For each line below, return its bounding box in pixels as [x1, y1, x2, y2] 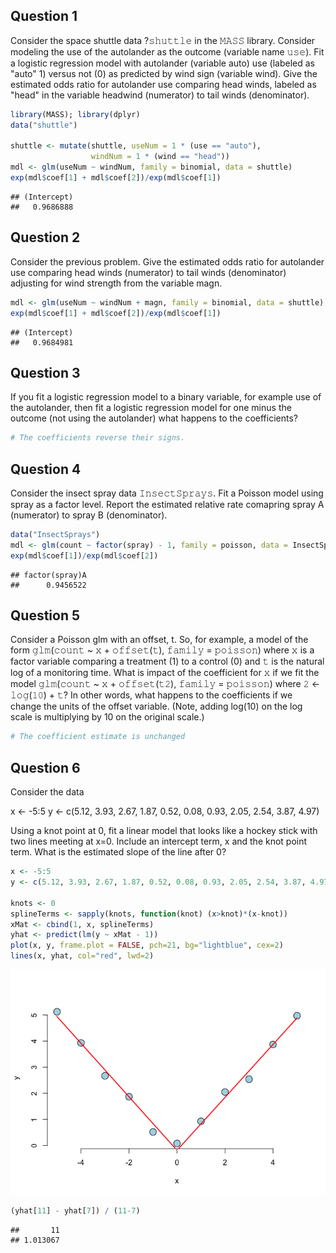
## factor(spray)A [10, 570, 87, 580]
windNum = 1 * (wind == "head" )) [90, 152, 230, 162]
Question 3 [10, 364, 81, 381]
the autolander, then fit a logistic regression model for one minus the [10, 402, 292, 414]
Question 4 [10, 460, 82, 478]
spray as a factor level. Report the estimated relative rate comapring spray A [10, 499, 325, 510]
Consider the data [10, 786, 85, 798]
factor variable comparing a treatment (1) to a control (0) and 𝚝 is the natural [10, 655, 325, 668]
